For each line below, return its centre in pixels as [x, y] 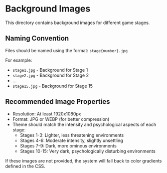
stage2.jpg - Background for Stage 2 [51, 75]
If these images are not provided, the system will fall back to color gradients [83, 160]
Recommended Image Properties [58, 102]
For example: [19, 60]
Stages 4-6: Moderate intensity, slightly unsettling [71, 140]
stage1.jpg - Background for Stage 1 [50, 70]
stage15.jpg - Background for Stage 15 [52, 86]
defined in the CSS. [25, 166]
